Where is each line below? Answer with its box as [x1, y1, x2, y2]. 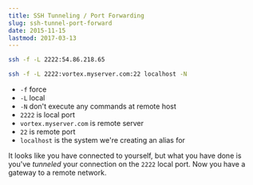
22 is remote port [19, 127, 76, 136]
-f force [19, 85, 47, 94]
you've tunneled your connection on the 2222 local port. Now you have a [8, 159, 246, 168]
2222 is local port [19, 110, 76, 120]
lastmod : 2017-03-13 [8, 33, 77, 42]
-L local [19, 93, 45, 102]
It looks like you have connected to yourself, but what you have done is [8, 151, 242, 160]
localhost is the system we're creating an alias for [19, 136, 186, 144]
